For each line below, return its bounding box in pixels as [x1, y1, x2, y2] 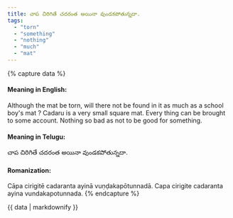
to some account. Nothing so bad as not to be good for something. [7, 116, 202, 125]
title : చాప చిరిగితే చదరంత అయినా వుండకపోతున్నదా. [7, 10, 141, 18]
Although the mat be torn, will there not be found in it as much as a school [7, 101, 224, 110]
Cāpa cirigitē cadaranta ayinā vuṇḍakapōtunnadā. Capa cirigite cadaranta [7, 182, 224, 190]
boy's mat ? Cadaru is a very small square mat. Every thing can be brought [7, 109, 226, 117]
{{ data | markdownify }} [7, 203, 79, 212]
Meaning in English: [7, 86, 67, 94]
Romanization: [7, 166, 52, 174]
